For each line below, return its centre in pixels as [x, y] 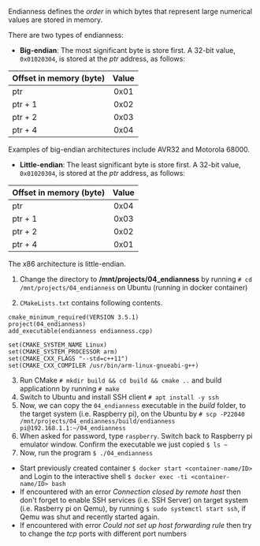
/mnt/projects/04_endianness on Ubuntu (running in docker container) [134, 288]
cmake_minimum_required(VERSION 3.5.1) [74, 317]
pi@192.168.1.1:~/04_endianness [72, 428]
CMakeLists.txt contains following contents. [91, 303]
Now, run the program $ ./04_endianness [86, 453]
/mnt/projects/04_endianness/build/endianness [97, 421]
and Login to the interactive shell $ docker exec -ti [103, 476]
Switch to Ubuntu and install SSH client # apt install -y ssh [119, 397]
